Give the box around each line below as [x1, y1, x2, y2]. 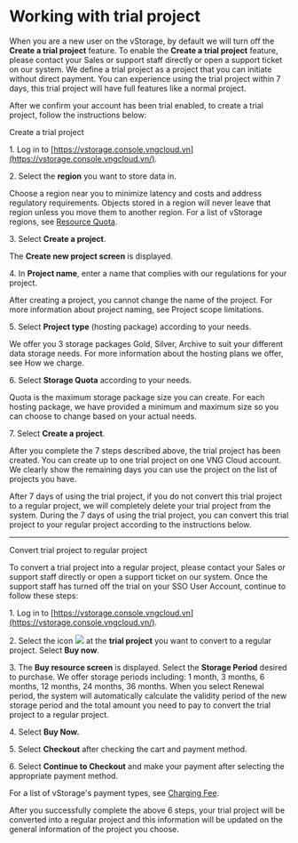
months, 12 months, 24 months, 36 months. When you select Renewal [9, 680, 264, 691]
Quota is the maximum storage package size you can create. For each [9, 391, 265, 402]
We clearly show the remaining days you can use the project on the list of [9, 464, 278, 475]
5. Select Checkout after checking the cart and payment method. [9, 743, 247, 754]
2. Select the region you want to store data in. [9, 171, 177, 181]
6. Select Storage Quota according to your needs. [9, 374, 192, 385]
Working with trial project [9, 6, 201, 27]
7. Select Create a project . [9, 428, 106, 438]
